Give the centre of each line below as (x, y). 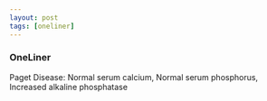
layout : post (34, 18)
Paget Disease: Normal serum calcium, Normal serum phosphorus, (134, 77)
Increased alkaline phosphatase (69, 87)
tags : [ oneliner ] (42, 26)
